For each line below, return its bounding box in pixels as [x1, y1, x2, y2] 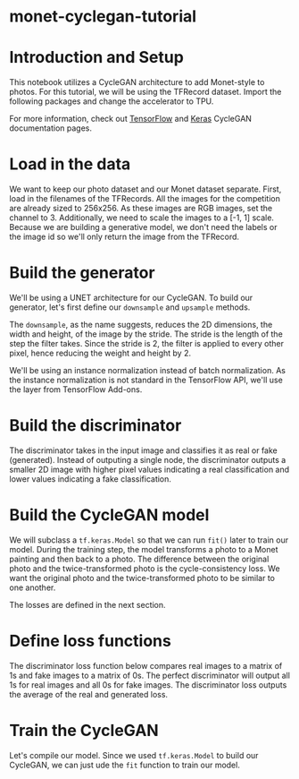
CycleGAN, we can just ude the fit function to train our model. [9, 759, 241, 770]
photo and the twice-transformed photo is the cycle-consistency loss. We [9, 562, 280, 574]
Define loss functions [9, 631, 171, 651]
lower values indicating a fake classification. [9, 473, 172, 484]
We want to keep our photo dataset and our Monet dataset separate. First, [9, 184, 282, 194]
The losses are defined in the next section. [9, 599, 167, 610]
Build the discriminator [9, 415, 182, 436]
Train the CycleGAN [9, 721, 159, 740]
